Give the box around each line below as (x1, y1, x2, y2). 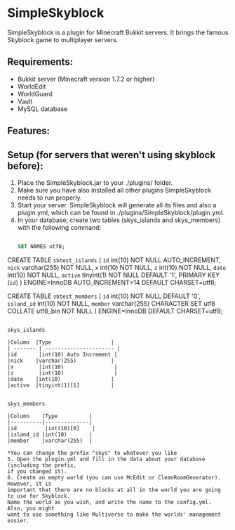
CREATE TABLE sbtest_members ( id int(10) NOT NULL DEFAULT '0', (7, 292, 201, 300)
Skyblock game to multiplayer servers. (7, 35, 119, 44)
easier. (7, 517, 30, 524)
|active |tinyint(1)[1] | (7, 382, 114, 389)
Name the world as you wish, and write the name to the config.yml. (7, 498, 212, 505)
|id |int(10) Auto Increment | (7, 351, 118, 358)
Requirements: (7, 56, 74, 68)
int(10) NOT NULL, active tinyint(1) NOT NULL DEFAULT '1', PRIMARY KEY (7, 271, 220, 279)
